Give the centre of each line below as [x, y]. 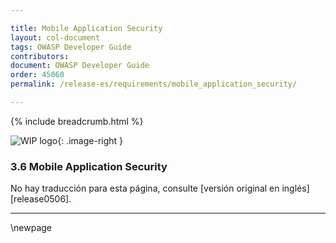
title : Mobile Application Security [86, 28]
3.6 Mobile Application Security [89, 166]
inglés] [295, 188]
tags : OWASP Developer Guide [71, 47]
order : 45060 [37, 75]
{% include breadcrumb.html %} [77, 121]
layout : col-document [55, 37]
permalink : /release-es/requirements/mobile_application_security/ [154, 84]
